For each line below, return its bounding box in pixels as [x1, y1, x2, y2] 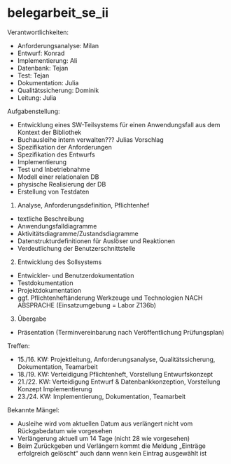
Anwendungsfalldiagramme [17, 222, 97, 230]
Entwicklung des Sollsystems [17, 257, 102, 266]
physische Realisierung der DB [17, 180, 106, 188]
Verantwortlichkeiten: [7, 28, 69, 36]
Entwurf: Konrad [17, 49, 65, 57]
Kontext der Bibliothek [17, 128, 82, 136]
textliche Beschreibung [17, 215, 85, 223]
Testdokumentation [17, 278, 73, 287]
